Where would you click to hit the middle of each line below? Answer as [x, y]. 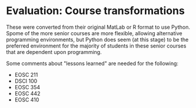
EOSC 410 [27, 99]
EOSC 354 [27, 87]
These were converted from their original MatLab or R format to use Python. [98, 27]
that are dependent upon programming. [54, 52]
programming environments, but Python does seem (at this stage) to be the [97, 39]
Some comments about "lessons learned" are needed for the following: [92, 63]
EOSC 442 [27, 93]
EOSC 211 [26, 75]
